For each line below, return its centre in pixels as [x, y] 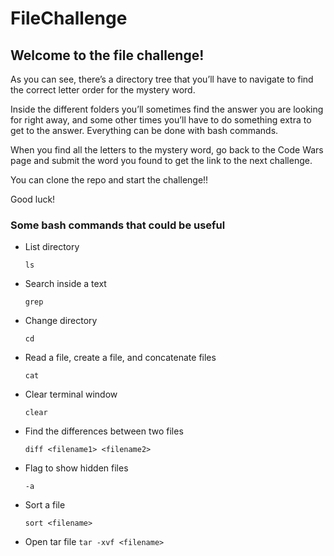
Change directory [61, 321]
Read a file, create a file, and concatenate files [120, 358]
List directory [52, 247]
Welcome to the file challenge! [107, 55]
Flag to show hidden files [76, 468]
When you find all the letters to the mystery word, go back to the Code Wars [167, 150]
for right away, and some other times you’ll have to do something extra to [161, 120]
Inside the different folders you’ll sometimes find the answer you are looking [167, 109]
